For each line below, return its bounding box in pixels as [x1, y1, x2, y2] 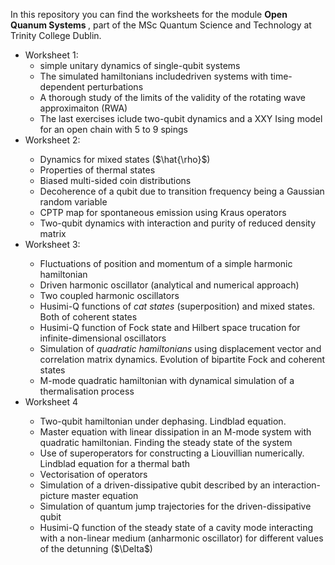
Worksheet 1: [24, 49, 79, 61]
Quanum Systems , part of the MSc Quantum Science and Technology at [10, 19, 312, 31]
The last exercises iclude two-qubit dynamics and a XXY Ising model [39, 113, 323, 124]
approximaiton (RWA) [39, 102, 128, 114]
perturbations [86, 81, 144, 93]
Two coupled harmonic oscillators [39, 290, 180, 301]
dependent [39, 81, 85, 93]
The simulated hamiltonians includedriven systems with [39, 70, 268, 82]
